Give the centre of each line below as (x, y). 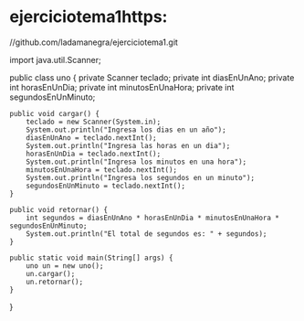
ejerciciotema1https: (89, 17)
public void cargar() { (55, 113)
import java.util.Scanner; (56, 59)
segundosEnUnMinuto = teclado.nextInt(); (105, 186)
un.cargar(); (51, 273)
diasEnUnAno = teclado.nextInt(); (91, 138)
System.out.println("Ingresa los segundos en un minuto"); (141, 177)
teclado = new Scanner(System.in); (94, 122)
